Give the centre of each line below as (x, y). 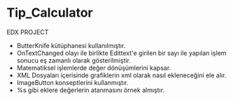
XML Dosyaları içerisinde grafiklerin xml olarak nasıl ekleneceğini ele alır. (121, 75)
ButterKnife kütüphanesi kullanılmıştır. (71, 45)
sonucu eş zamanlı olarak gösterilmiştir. (73, 60)
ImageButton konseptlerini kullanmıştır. (72, 82)
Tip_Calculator (50, 13)
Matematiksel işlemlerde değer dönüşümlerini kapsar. (94, 68)
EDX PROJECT (28, 32)
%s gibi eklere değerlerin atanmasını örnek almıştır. (91, 90)
